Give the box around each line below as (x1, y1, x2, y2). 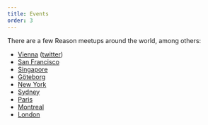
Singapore (17, 65, 48, 73)
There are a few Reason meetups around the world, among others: (7, 36, 202, 44)
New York (17, 80, 47, 88)
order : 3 (7, 17, 33, 24)
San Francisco (17, 57, 60, 66)
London (17, 110, 40, 119)
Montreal (17, 102, 45, 111)
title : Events (7, 10, 50, 18)
